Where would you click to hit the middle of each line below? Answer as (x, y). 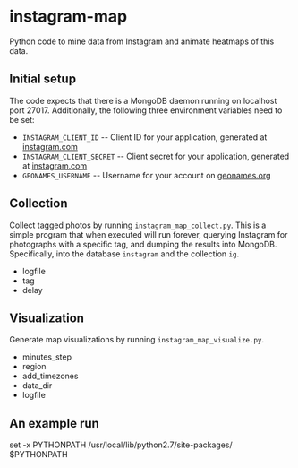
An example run (55, 423)
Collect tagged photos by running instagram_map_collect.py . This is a (138, 225)
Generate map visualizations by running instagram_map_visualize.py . (137, 340)
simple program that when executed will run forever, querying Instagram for (149, 234)
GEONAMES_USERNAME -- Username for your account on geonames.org (146, 175)
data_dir (37, 386)
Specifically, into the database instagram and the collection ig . (124, 254)
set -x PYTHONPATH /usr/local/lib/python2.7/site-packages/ (121, 445)
